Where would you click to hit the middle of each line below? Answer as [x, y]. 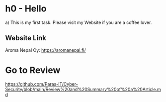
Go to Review [33, 70]
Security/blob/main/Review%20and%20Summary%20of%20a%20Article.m [83, 89]
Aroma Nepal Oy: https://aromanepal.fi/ [45, 50]
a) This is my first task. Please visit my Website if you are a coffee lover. [79, 22]
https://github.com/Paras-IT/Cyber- [41, 84]
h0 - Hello [26, 9]
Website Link [26, 38]
